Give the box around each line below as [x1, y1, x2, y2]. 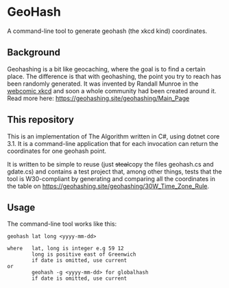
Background [7, 47, 60, 58]
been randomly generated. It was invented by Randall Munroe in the [7, 80, 199, 88]
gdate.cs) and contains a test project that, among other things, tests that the [7, 167, 222, 176]
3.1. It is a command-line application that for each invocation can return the [7, 139, 219, 147]
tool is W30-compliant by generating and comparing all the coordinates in [7, 174, 216, 182]
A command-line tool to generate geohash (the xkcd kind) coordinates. [7, 27, 208, 35]
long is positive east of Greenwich [32, 251, 136, 258]
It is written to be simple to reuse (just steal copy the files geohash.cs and [7, 160, 214, 168]
